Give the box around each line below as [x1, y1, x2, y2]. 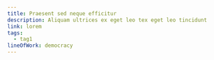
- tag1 [13, 36, 33, 43]
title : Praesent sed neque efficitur [7, 10, 117, 17]
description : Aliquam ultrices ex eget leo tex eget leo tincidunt [7, 17, 208, 23]
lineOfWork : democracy [7, 42, 73, 49]
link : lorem [7, 23, 42, 30]
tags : [7, 29, 23, 37]
